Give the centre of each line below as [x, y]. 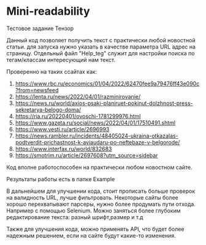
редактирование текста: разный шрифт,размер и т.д [75, 217]
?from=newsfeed [37, 90]
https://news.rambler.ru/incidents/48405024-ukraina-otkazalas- [97, 136]
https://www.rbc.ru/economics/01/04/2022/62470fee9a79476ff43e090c [107, 84]
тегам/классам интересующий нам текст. [61, 60]
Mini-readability [48, 11]
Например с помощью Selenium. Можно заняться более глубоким [93, 211]
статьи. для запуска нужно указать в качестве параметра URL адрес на [101, 47]
